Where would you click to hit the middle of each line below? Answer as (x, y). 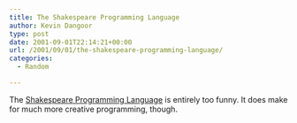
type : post (29, 34)
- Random (33, 67)
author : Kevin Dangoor (51, 26)
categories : (31, 58)
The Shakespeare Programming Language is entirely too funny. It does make (148, 99)
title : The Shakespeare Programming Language (94, 17)
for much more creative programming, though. (94, 109)
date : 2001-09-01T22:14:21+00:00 (71, 42)
